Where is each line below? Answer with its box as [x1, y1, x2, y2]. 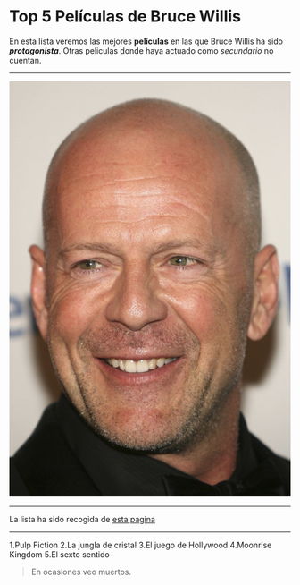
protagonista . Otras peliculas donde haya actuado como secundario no [9, 45, 274, 55]
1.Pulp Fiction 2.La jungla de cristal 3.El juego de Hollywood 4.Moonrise [9, 539, 272, 550]
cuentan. [9, 55, 42, 65]
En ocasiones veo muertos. [30, 566, 132, 577]
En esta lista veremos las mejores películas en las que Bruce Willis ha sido [9, 36, 284, 47]
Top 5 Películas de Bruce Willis [9, 6, 242, 27]
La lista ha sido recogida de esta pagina [9, 513, 156, 524]
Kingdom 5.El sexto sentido [9, 548, 110, 560]
